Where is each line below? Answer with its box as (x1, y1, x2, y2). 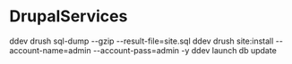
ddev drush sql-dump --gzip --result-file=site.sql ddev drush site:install (9, 36, 274, 46)
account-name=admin (9, 44, 91, 55)
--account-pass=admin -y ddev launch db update (92, 44, 278, 55)
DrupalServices (9, 6, 128, 27)
